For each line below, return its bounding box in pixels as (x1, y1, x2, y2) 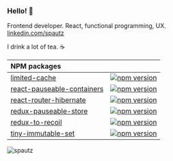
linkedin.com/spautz (7, 29, 65, 37)
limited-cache (10, 73, 57, 83)
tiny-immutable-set (10, 129, 75, 138)
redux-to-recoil (10, 118, 63, 127)
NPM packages (10, 62, 62, 71)
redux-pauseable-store (10, 106, 88, 116)
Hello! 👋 (7, 6, 34, 16)
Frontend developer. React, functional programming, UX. (7, 22, 166, 30)
